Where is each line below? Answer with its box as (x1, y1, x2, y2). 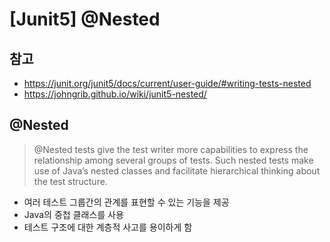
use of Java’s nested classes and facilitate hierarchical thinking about (33, 164, 321, 177)
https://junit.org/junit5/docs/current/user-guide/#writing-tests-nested (23, 78, 312, 89)
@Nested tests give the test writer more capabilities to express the (33, 143, 309, 155)
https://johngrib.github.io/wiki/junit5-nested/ (23, 88, 207, 100)
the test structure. (33, 175, 108, 187)
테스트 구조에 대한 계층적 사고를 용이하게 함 (23, 221, 193, 233)
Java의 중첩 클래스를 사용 (23, 208, 124, 220)
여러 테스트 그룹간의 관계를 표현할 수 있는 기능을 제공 (23, 196, 230, 208)
